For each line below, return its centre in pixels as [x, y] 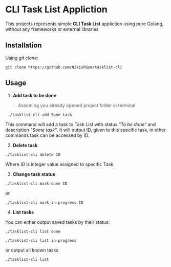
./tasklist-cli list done [33, 232]
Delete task [25, 145]
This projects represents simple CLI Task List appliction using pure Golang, [84, 24]
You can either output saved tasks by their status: [58, 222]
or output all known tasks [32, 250]
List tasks [23, 212]
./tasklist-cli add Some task [40, 115]
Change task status [34, 174]
